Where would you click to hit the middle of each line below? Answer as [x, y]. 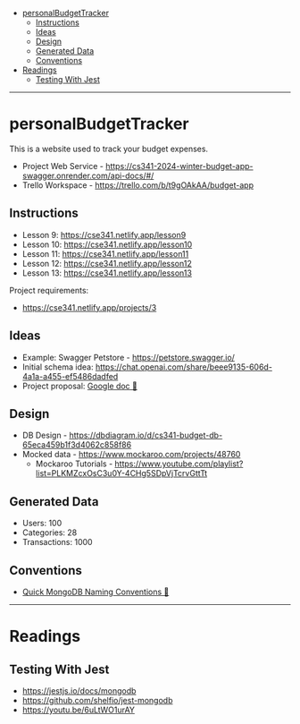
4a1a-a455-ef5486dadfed [70, 376]
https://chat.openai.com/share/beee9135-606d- [183, 367]
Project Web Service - [63, 166]
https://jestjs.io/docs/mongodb [79, 691]
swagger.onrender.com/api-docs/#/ [88, 175]
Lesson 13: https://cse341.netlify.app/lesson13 [107, 273]
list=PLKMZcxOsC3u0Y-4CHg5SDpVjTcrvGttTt [121, 473]
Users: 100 [42, 524]
